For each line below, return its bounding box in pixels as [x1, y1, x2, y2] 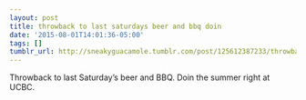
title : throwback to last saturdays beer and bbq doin [9, 22, 222, 31]
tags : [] [9, 38, 43, 48]
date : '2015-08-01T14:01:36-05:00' [9, 30, 145, 39]
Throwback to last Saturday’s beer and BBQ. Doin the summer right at [9, 72, 270, 83]
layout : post [9, 13, 59, 23]
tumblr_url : [9, 47, 55, 56]
